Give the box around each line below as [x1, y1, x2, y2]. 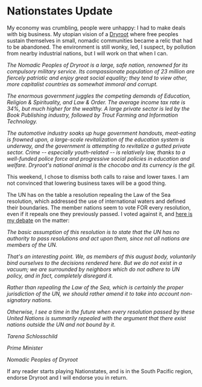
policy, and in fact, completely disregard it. [7, 272, 113, 279]
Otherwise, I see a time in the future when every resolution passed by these [7, 308, 195, 315]
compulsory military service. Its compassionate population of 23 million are [7, 67, 195, 75]
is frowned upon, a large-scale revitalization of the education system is [7, 135, 185, 143]
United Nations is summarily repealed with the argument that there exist [7, 314, 186, 321]
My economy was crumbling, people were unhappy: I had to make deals [7, 24, 186, 31]
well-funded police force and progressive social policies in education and [7, 155, 191, 162]
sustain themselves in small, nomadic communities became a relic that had [7, 37, 193, 44]
